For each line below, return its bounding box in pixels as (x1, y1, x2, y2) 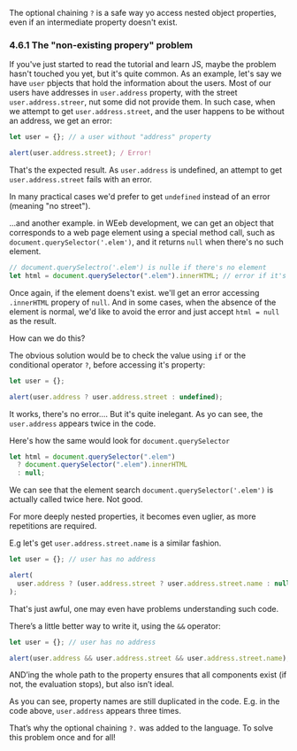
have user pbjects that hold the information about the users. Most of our (9, 78, 271, 89)
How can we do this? (9, 332, 86, 344)
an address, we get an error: (9, 115, 113, 127)
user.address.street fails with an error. (9, 174, 153, 185)
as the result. (9, 315, 57, 326)
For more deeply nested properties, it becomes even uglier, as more (9, 511, 256, 522)
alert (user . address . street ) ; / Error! (9, 149, 152, 158)
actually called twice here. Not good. (9, 494, 143, 505)
